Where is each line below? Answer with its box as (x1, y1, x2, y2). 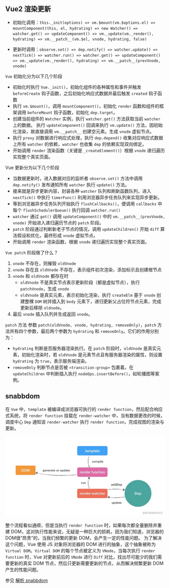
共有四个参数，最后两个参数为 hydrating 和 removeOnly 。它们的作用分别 (9, 328, 159, 334)
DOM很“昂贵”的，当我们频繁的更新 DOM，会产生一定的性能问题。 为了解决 (5, 535, 162, 541)
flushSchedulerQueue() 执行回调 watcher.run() (22, 207, 121, 213)
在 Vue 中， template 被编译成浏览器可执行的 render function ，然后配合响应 (5, 406, 163, 412)
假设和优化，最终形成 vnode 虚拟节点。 (17, 232, 98, 238)
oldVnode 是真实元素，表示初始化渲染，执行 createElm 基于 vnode (20, 292, 156, 298)
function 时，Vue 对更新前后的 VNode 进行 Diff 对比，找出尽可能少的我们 (5, 554, 158, 560)
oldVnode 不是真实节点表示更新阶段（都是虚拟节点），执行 (20, 279, 140, 285)
